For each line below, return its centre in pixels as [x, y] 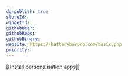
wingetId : [18, 22]
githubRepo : [21, 34]
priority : [18, 50]
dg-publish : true [27, 11]
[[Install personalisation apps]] [43, 67]
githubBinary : [23, 39]
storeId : [17, 17]
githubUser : [21, 28]
